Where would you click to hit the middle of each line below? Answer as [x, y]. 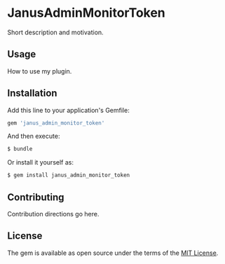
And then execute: [34, 136]
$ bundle [20, 149]
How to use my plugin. [40, 71]
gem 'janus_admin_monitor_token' [56, 123]
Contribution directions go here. [53, 214]
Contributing [36, 197]
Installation [32, 93]
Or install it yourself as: [40, 162]
